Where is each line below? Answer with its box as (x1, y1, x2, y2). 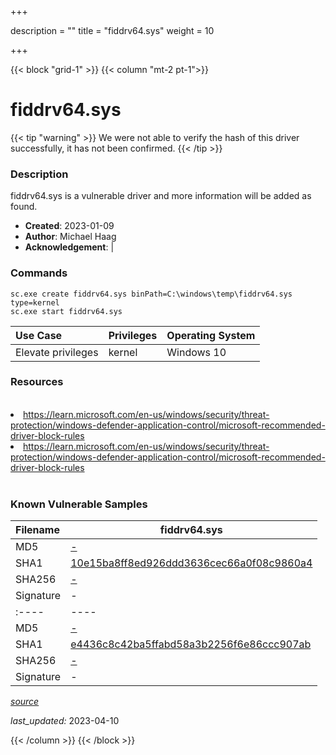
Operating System (166, 328, 256, 342)
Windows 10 (166, 345, 227, 359)
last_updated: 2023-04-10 (10, 715, 120, 727)
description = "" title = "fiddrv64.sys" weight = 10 (10, 25, 215, 36)
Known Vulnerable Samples (10, 497, 148, 511)
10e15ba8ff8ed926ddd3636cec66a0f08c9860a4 (70, 556, 313, 570)
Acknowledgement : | (24, 241, 115, 253)
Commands (10, 266, 68, 280)
